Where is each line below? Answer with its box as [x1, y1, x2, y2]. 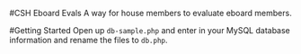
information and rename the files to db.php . [9, 35, 168, 45]
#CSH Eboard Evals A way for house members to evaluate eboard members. [9, 8, 292, 18]
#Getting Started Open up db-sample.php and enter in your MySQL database [9, 25, 290, 35]
